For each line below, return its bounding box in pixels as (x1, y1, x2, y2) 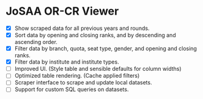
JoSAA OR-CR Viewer (6, 4, 119, 18)
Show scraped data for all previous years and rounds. (14, 24, 150, 32)
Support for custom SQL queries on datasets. (14, 86, 129, 93)
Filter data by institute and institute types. (14, 58, 120, 65)
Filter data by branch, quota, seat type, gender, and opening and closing (14, 45, 197, 53)
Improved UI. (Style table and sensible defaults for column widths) (14, 65, 182, 73)
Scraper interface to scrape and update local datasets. (14, 79, 152, 86)
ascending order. (14, 38, 57, 46)
